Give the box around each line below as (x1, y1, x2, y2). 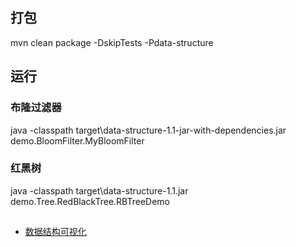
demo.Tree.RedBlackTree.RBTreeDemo (10, 195, 170, 207)
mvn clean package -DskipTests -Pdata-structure (10, 36, 214, 48)
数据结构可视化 (24, 226, 87, 238)
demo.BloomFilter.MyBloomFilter (10, 134, 145, 147)
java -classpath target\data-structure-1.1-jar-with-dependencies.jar (10, 124, 287, 136)
